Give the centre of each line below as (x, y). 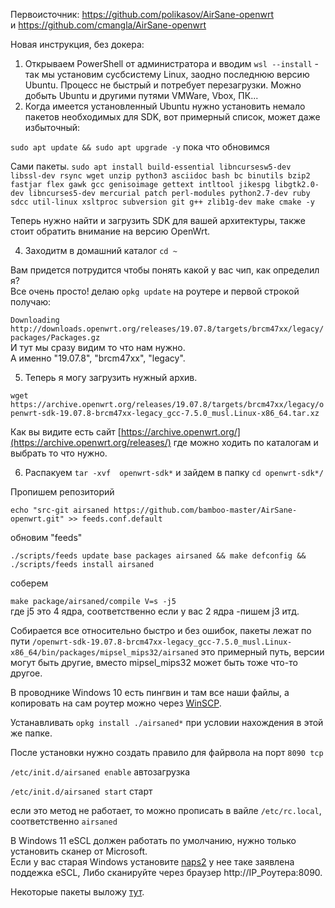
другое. (26, 673)
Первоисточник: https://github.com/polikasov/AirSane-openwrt (142, 14)
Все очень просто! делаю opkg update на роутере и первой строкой (155, 291)
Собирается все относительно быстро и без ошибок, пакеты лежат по (161, 630)
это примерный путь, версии (262, 652)
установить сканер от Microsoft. (79, 851)
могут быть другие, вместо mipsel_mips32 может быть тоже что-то (154, 662)
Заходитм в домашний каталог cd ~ (101, 250)
